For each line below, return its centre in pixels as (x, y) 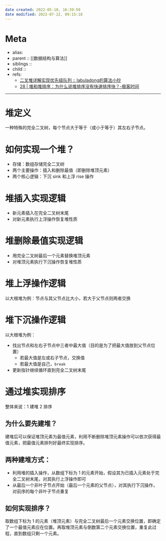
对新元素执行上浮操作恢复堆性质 (45, 219)
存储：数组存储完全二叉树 (38, 164)
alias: (18, 52)
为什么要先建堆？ (31, 424)
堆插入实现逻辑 (36, 198)
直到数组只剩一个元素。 (38, 534)
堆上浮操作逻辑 (36, 284)
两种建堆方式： (28, 460)
